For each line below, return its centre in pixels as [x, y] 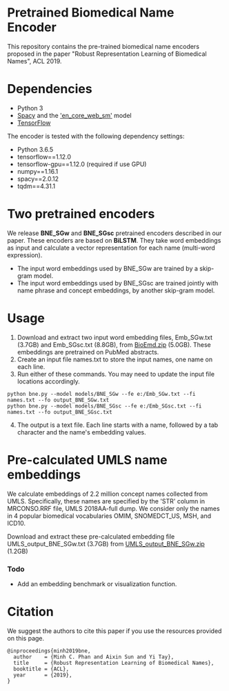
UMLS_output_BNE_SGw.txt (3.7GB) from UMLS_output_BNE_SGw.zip [106, 543]
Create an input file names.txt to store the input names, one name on [114, 359]
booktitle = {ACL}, [41, 669]
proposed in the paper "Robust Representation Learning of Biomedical [107, 54]
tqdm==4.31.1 [36, 186]
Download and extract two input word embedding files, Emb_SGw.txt [114, 337]
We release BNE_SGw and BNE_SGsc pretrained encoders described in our [114, 233]
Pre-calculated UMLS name [87, 460]
